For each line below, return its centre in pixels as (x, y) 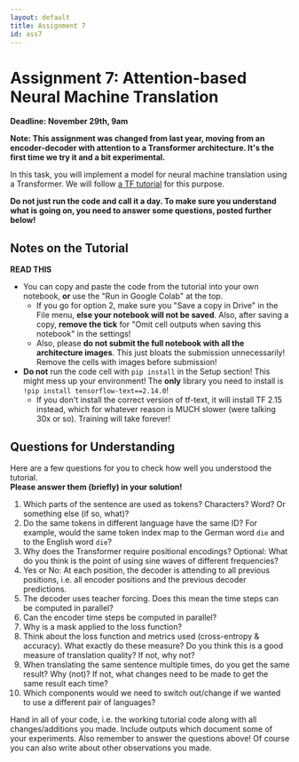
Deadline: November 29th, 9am (69, 122)
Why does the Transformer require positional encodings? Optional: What (155, 551)
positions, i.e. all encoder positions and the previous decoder (134, 579)
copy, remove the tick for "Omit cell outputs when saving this (149, 324)
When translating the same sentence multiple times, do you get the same (156, 664)
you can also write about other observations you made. (111, 748)
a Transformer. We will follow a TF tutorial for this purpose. (118, 184)
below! (23, 220)
